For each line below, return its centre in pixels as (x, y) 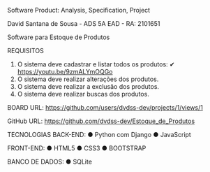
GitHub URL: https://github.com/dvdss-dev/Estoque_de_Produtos (101, 121)
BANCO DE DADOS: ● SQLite (50, 162)
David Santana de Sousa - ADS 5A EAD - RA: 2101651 (84, 23)
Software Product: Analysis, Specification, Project (79, 10)
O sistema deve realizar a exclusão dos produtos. (88, 86)
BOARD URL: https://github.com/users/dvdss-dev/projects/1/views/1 (105, 107)
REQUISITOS (25, 51)
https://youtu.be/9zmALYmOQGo (65, 72)
